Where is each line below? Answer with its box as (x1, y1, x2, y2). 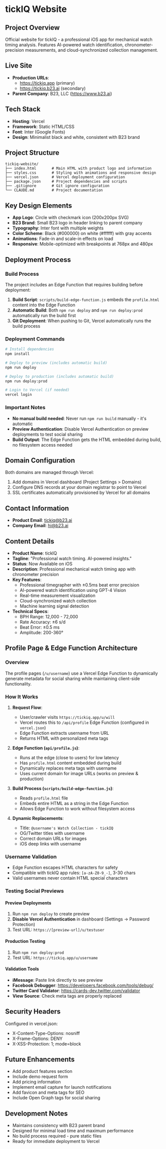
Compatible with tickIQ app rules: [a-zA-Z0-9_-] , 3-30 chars (12, 870, 136, 876)
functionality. (5, 681, 32, 687)
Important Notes (5, 404, 46, 411)
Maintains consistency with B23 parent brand (12, 1123, 105, 1129)
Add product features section (12, 1068, 73, 1074)
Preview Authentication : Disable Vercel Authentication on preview (12, 426, 149, 432)
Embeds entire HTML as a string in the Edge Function (19, 800, 129, 806)
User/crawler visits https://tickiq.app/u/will (19, 714, 115, 720)
